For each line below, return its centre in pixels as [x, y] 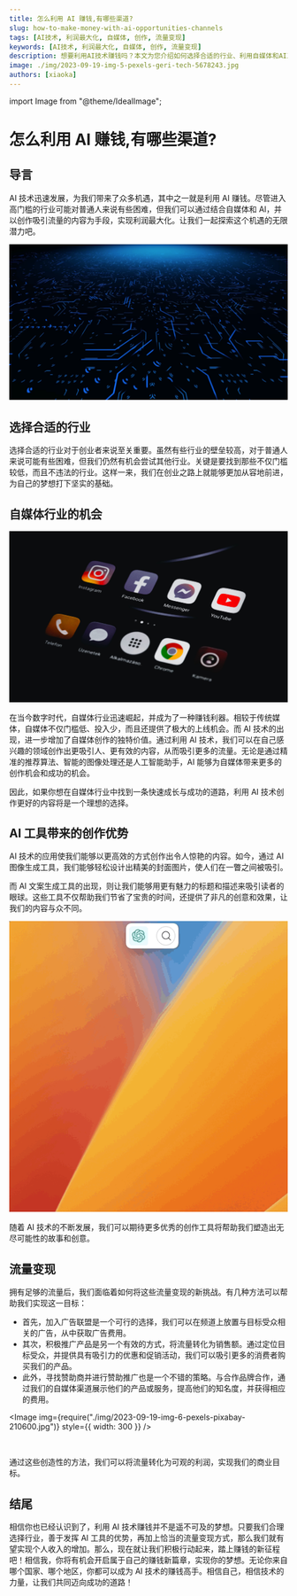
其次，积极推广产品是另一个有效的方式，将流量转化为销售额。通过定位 [150, 1344]
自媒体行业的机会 [56, 514]
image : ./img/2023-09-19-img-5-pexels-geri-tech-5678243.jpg [124, 66]
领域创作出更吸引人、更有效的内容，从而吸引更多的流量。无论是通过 [156, 751]
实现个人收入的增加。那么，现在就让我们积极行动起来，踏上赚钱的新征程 [148, 1549]
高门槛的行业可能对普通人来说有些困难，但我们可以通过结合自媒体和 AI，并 [146, 209]
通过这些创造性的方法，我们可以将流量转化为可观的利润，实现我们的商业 [141, 1462]
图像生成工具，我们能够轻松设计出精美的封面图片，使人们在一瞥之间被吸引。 [148, 868]
